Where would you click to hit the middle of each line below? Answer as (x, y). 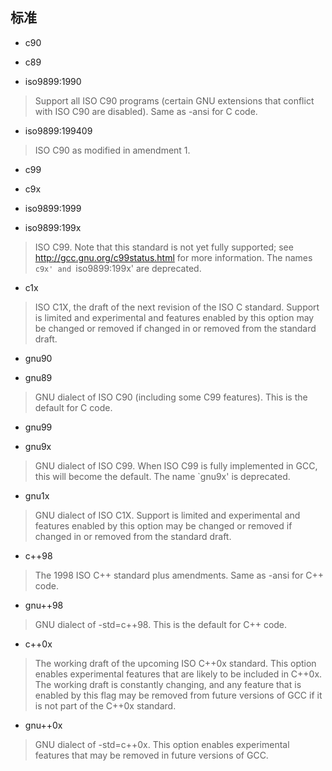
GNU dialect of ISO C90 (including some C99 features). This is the (171, 397)
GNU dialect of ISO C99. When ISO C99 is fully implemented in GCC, (176, 465)
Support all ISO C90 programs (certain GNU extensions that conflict (174, 100)
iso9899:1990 (53, 81)
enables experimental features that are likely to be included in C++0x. (178, 674)
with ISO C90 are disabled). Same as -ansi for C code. (146, 111)
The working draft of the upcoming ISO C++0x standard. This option (175, 663)
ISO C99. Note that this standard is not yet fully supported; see (164, 247)
